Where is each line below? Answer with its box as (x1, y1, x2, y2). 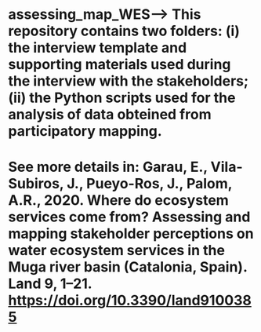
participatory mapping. (8, 122, 162, 140)
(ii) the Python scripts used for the (8, 89, 236, 107)
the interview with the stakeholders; (8, 72, 249, 90)
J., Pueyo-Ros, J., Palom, (66, 175, 233, 193)
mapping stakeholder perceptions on (8, 225, 254, 243)
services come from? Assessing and (8, 208, 251, 226)
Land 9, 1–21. (8, 275, 92, 293)
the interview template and (8, 39, 187, 57)
